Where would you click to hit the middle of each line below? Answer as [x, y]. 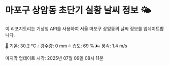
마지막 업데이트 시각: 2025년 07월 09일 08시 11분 [55, 58]
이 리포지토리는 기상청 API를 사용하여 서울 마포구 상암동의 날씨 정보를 [74, 28]
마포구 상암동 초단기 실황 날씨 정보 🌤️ [78, 10]
